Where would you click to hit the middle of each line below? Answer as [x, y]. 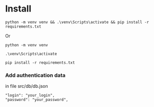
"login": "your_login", [30, 95]
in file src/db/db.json [27, 86]
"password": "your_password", [37, 100]
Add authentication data [35, 75]
